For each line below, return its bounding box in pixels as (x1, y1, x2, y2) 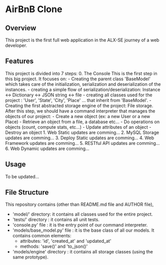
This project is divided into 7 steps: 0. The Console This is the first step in (5, 70, 157, 76)
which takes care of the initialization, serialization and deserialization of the (5, 81, 161, 87)
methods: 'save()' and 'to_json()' (20, 243, 88, 249)
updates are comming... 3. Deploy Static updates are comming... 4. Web (5, 135, 154, 141)
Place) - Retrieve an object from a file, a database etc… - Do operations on (5, 119, 160, 125)
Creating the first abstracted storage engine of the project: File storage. (5, 102, 153, 109)
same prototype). (12, 254, 49, 260)
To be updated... (5, 173, 39, 180)
